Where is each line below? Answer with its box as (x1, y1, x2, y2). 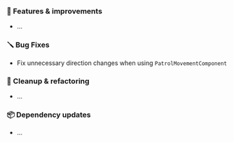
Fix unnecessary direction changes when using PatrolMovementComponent (16, 59, 227, 67)
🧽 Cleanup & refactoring (6, 76, 90, 86)
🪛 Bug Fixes (6, 40, 50, 50)
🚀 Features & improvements (6, 6, 103, 16)
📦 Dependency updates (6, 110, 92, 120)
